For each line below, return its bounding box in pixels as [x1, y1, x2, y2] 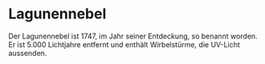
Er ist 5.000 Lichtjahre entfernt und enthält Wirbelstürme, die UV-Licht [8, 39, 241, 49]
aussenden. [8, 48, 47, 58]
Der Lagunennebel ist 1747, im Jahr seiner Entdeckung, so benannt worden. [8, 31, 259, 41]
